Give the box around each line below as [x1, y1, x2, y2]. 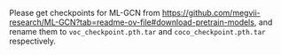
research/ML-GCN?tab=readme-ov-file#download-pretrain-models [9, 17, 255, 27]
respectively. [9, 35, 56, 46]
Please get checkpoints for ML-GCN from [9, 8, 160, 18]
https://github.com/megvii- [161, 8, 261, 18]
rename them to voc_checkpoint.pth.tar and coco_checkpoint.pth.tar [9, 27, 266, 36]
